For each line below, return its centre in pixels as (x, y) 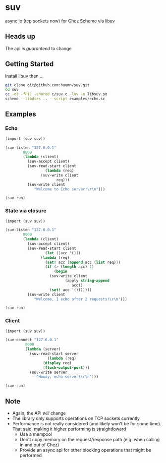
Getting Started (29, 64)
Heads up (20, 36)
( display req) (57, 363)
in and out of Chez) (39, 445)
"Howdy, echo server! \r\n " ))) (67, 377)
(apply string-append (87, 281)
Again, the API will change (39, 413)
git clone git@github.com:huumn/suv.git (48, 85)
